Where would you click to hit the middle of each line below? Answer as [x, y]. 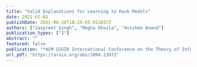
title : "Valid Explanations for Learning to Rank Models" [78, 11]
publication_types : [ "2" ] [38, 33]
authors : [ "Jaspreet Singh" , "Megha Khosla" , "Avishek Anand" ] [85, 28]
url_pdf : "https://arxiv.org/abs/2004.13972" [62, 55]
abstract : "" [22, 38]
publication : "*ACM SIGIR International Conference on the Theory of [93, 50]
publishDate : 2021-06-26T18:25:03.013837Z [59, 22]
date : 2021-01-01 [27, 17]
